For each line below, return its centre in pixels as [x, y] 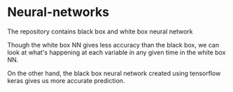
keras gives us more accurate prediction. [66, 80]
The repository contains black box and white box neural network [100, 31]
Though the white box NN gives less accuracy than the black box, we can [113, 45]
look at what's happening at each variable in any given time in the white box [116, 52]
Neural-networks [58, 12]
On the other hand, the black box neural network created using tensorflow [114, 73]
